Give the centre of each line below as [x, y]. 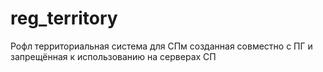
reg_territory [64, 18]
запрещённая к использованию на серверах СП [113, 56]
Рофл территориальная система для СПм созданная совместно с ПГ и [161, 46]
